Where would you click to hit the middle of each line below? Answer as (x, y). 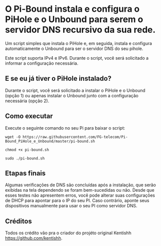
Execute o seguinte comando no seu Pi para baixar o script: (65, 128)
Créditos (19, 221)
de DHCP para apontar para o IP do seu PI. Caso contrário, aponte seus (77, 201)
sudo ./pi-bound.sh (25, 158)
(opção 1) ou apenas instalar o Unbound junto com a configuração (72, 95)
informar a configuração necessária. (42, 63)
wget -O (13, 137)
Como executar (29, 116)
